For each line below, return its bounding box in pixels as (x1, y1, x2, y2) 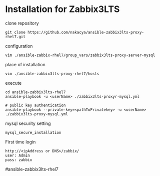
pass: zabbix (5, 157, 32, 162)
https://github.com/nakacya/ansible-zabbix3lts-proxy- (27, 30, 144, 35)
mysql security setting (5, 120, 51, 126)
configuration (5, 43, 33, 49)
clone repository (5, 20, 39, 26)
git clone (5, 30, 26, 35)
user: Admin (5, 153, 30, 158)
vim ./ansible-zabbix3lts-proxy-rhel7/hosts (5, 71, 99, 76)
